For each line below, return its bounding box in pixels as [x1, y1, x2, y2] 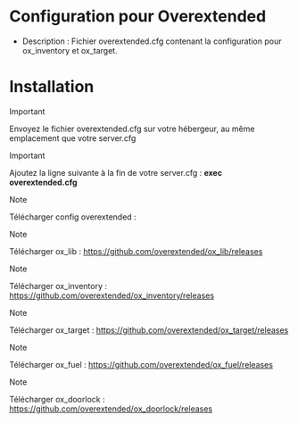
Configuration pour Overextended [9, 6, 267, 27]
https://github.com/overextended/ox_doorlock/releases [9, 403, 213, 414]
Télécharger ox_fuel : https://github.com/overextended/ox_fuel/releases [9, 359, 274, 369]
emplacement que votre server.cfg [9, 132, 137, 144]
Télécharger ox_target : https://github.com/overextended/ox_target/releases [9, 324, 289, 336]
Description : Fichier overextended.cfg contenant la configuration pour [21, 36, 282, 46]
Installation [9, 77, 95, 97]
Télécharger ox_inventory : [9, 280, 108, 291]
